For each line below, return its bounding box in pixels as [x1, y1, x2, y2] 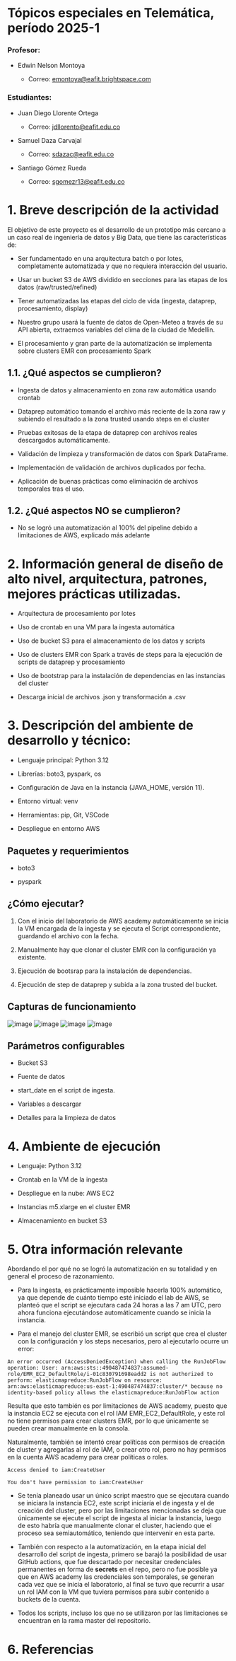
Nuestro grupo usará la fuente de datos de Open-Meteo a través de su [17, 317, 223, 326]
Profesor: [7, 45, 41, 55]
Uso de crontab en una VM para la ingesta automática [17, 623, 175, 631]
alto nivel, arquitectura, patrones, [7, 571, 208, 587]
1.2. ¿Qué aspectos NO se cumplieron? [7, 504, 182, 517]
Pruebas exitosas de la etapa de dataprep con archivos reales [17, 428, 198, 436]
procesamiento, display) [17, 304, 88, 313]
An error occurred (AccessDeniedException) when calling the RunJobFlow [7, 1358, 226, 1365]
